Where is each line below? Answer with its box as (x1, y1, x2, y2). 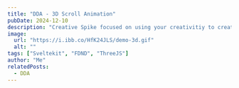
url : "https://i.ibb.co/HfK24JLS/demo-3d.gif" (14, 37, 154, 44)
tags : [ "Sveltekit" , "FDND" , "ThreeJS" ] (7, 50, 129, 57)
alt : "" (14, 43, 37, 50)
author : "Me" (7, 57, 46, 64)
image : (7, 30, 27, 38)
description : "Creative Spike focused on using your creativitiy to (7, 23, 215, 31)
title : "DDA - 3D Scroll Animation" (7, 10, 116, 18)
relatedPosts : (7, 63, 50, 70)
